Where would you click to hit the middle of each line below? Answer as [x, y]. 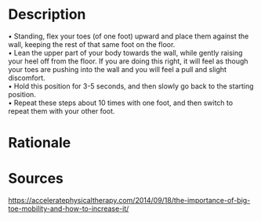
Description [47, 14]
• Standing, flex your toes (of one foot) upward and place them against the [129, 36]
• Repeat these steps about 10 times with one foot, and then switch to [121, 103]
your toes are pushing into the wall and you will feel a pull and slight [118, 69]
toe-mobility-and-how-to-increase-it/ [69, 208]
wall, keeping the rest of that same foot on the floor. [92, 44]
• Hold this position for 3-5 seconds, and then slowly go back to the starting [131, 86]
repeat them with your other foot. [62, 110]
